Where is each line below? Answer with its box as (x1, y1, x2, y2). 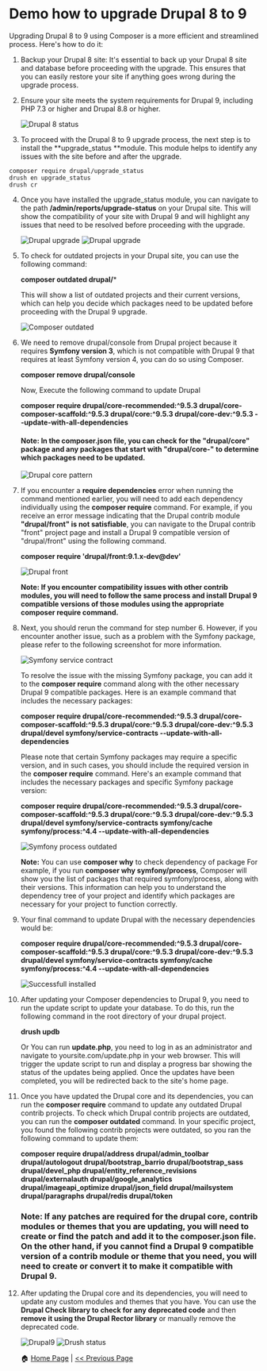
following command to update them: (20, 1134, 139, 1143)
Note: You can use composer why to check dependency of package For (20, 857, 258, 867)
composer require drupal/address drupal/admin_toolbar (20, 1149, 209, 1159)
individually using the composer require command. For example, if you (20, 503, 253, 512)
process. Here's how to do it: (9, 39, 104, 48)
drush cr (9, 180, 38, 189)
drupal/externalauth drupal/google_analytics (20, 1174, 173, 1184)
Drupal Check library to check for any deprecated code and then (20, 1305, 236, 1315)
